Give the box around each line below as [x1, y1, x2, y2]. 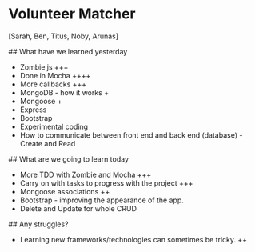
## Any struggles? [8, 219, 69, 229]
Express [19, 105, 47, 114]
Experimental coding [19, 122, 89, 131]
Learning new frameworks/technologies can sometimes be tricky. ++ [19, 234, 248, 244]
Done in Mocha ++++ [19, 70, 91, 80]
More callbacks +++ [19, 79, 87, 89]
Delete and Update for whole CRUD [19, 203, 137, 213]
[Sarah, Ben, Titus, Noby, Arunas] [8, 31, 118, 41]
